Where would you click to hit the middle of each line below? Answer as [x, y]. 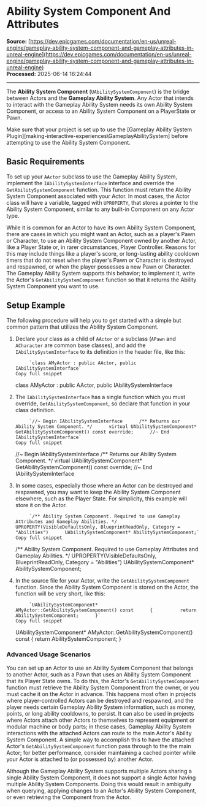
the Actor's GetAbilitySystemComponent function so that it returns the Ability [101, 280]
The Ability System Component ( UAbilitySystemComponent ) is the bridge [98, 91]
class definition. [35, 410]
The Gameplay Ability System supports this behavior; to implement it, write [101, 273]
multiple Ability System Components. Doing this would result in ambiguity [99, 784]
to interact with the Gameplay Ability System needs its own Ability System [100, 104]
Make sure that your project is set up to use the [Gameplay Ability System [99, 129]
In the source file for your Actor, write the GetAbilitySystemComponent [102, 580]
